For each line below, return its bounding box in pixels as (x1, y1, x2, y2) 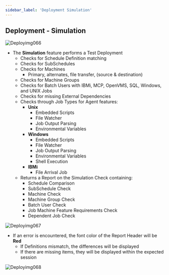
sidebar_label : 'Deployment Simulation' (5, 7, 93, 13)
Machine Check (27, 191, 61, 197)
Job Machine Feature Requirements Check (27, 208, 118, 214)
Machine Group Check (27, 196, 75, 202)
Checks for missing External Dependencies (20, 93, 111, 100)
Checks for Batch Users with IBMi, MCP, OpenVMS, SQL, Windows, (20, 82, 162, 88)
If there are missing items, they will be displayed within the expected (20, 249, 164, 255)
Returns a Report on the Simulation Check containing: (20, 175, 133, 181)
